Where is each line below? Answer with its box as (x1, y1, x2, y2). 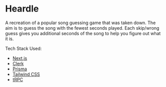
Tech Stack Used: (5, 45, 42, 51)
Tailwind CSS (12, 71, 40, 77)
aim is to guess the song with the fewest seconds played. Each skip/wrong (5, 25, 159, 31)
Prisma (12, 66, 28, 72)
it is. (5, 36, 14, 42)
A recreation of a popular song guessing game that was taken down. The (5, 20, 156, 26)
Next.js (12, 55, 28, 61)
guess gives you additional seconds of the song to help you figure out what (5, 30, 161, 36)
